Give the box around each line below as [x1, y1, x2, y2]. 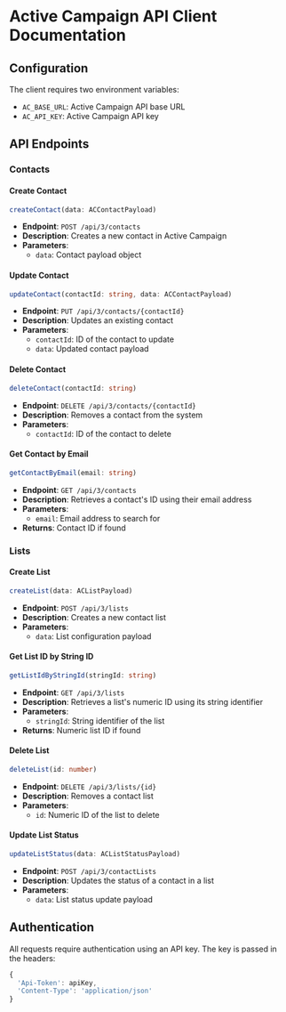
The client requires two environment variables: [9, 85, 179, 94]
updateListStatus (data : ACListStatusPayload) [9, 849, 180, 858]
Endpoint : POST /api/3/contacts [21, 221, 141, 232]
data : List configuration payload [35, 630, 152, 642]
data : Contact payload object [35, 249, 142, 260]
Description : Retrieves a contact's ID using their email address [21, 494, 252, 505]
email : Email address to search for [35, 513, 161, 523]
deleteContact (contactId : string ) [9, 384, 138, 393]
